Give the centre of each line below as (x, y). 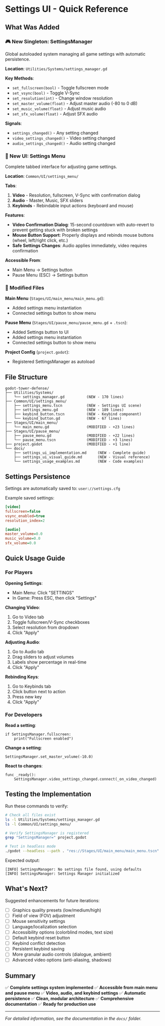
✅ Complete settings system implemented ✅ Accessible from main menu (82, 988)
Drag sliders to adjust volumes (43, 657)
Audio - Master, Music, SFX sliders (48, 200)
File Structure (26, 377)
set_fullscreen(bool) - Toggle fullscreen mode (60, 87)
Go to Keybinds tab (32, 686)
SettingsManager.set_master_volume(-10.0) (49, 757)
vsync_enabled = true (25, 516)
